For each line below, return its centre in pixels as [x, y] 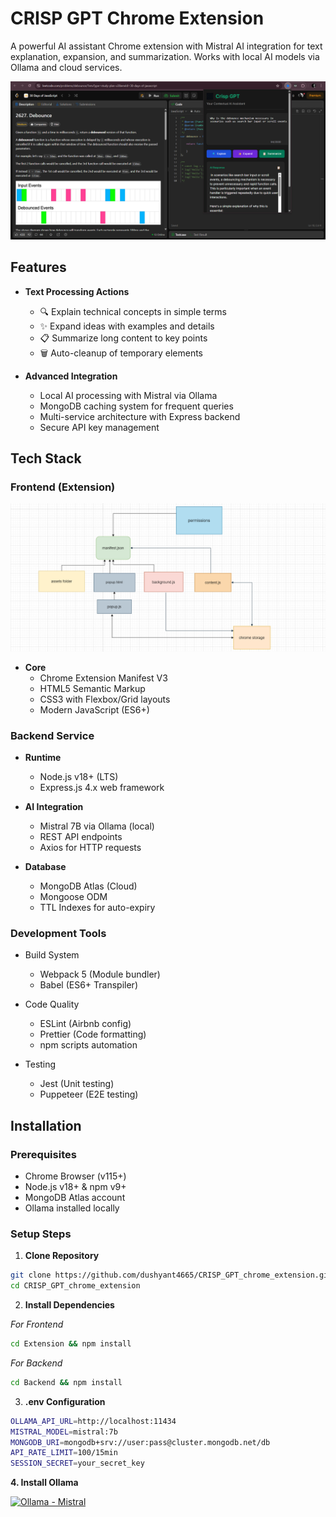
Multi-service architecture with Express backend [140, 416]
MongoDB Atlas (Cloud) [88, 886]
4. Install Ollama [44, 1483]
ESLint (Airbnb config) [85, 1024]
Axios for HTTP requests [90, 847]
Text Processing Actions [77, 291]
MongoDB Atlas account [75, 1197]
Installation [46, 1125]
